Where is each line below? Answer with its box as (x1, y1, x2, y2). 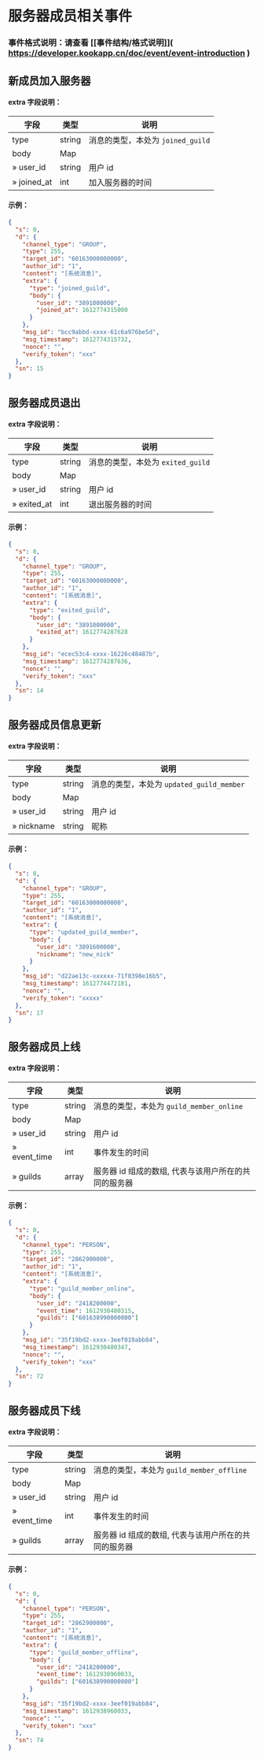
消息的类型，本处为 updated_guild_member (91, 778, 245, 789)
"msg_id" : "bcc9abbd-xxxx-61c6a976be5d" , (22, 328, 159, 336)
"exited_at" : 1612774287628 (36, 628, 128, 636)
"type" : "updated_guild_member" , (28, 928, 139, 936)
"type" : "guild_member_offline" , (28, 1648, 139, 1657)
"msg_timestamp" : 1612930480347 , (22, 1343, 132, 1351)
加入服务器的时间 (89, 176, 152, 187)
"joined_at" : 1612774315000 (36, 306, 128, 314)
